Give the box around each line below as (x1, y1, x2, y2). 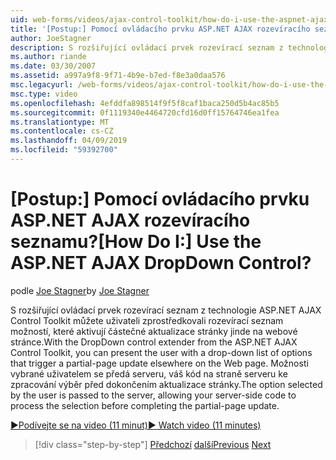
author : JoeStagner (10, 33, 92, 43)
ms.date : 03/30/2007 (10, 61, 97, 71)
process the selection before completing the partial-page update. (10, 399, 280, 411)
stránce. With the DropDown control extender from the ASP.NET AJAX (10, 336, 298, 348)
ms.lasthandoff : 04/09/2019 (10, 136, 128, 146)
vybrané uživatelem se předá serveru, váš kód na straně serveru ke (10, 367, 288, 380)
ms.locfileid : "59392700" (10, 145, 118, 155)
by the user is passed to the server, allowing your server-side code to (10, 389, 297, 401)
